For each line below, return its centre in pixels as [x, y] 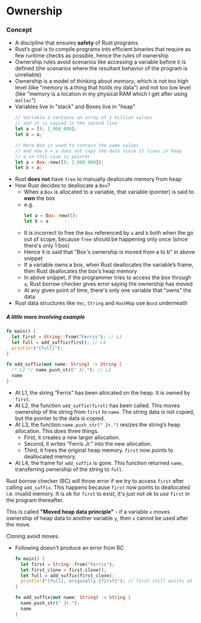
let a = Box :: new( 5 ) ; [51, 216]
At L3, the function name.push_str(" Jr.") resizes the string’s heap [97, 424]
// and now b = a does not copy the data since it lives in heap [98, 151]
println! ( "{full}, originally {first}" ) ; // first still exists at [107, 581]
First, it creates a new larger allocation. [72, 437]
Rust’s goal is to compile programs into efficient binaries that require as [103, 49]
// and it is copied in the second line [66, 123]
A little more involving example [46, 317]
